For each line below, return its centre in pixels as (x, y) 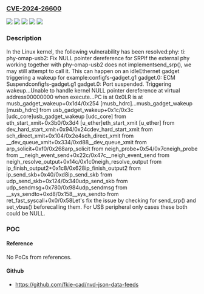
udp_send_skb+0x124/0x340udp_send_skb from (67, 181)
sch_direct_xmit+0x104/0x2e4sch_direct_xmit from (70, 136)
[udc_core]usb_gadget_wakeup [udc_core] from (66, 116)
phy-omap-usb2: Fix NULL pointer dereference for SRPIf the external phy (98, 58)
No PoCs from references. (39, 257)
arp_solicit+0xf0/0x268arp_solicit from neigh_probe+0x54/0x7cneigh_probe (102, 149)
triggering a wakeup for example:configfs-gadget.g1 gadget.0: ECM (91, 77)
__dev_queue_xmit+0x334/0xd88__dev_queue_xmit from (76, 142)
